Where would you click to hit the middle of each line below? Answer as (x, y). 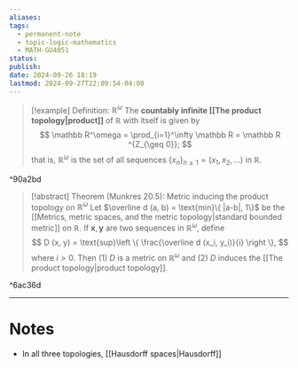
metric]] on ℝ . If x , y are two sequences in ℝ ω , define (128, 227)
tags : (19, 26)
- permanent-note (49, 34)
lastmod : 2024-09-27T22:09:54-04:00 (77, 83)
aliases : (25, 17)
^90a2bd (25, 179)
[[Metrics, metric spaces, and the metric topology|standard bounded (156, 217)
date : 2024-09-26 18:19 (53, 75)
